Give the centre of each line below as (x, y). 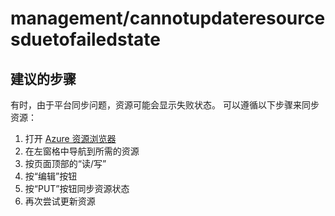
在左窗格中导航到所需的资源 (82, 151)
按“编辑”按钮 (51, 176)
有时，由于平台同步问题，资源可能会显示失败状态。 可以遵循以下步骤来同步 (165, 105)
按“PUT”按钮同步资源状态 (77, 188)
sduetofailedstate (85, 39)
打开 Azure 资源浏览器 (70, 138)
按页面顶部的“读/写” (65, 163)
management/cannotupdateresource (168, 18)
